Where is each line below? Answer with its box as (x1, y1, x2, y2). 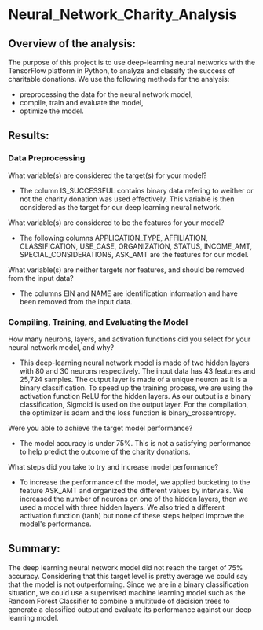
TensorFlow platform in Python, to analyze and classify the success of (8, 66, 236, 76)
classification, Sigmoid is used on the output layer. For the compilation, (19, 400, 249, 409)
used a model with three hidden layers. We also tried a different (19, 502, 225, 512)
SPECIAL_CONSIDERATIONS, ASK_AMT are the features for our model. (19, 249, 249, 259)
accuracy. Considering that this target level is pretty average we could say (8, 571, 248, 580)
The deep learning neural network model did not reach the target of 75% (8, 562, 243, 572)
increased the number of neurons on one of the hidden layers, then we (19, 494, 249, 503)
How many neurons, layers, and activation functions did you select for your (8, 334, 251, 344)
